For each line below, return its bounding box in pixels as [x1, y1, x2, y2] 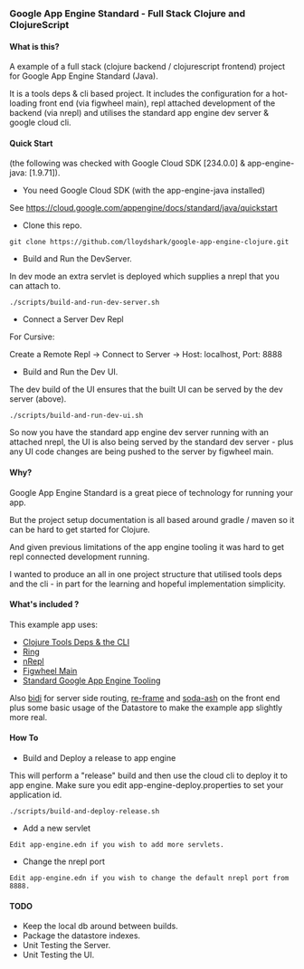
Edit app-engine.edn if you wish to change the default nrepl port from [9, 873, 290, 882]
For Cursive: [9, 331, 55, 342]
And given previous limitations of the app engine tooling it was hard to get [9, 541, 285, 552]
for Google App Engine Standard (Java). [9, 71, 158, 81]
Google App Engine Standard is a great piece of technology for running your [9, 487, 294, 498]
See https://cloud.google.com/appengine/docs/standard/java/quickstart [9, 203, 278, 214]
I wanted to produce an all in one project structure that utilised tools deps [9, 568, 282, 579]
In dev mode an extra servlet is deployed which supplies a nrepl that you [9, 271, 280, 282]
